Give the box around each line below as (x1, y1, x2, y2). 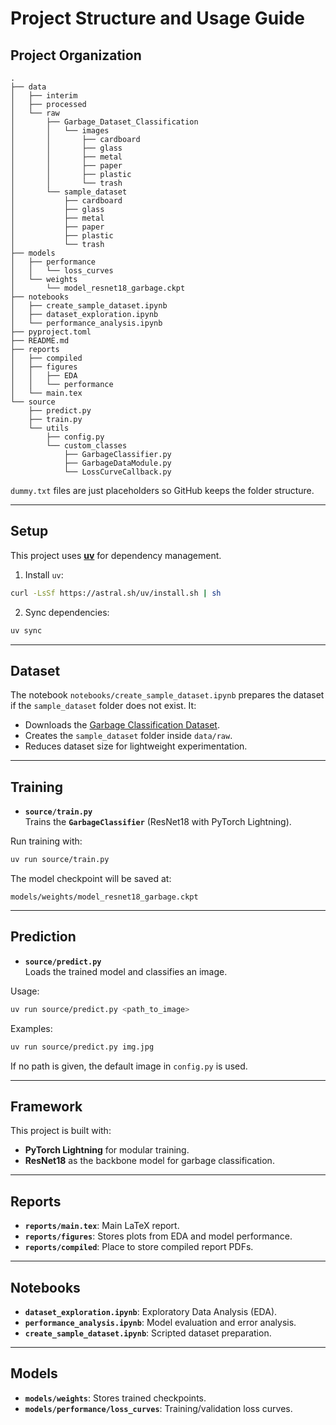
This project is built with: (10, 1125, 112, 1137)
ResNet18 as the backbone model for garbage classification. (24, 1155, 275, 1167)
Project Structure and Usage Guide (10, 7, 306, 30)
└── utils (28, 423, 70, 433)
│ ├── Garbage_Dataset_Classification (10, 117, 199, 127)
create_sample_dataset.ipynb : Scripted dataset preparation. (24, 1327, 272, 1339)
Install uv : (24, 568, 64, 581)
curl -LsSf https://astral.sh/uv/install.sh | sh (10, 588, 222, 598)
